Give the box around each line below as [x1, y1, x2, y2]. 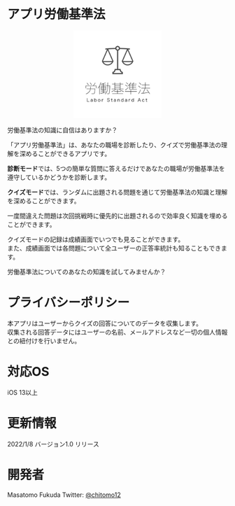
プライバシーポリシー [7, 295, 130, 311]
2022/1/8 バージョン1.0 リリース [7, 440, 99, 448]
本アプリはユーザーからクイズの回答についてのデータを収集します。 [7, 319, 203, 328]
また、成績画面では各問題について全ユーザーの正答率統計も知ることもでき [7, 244, 222, 252]
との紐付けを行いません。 [7, 337, 81, 345]
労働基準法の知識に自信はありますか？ [7, 125, 117, 134]
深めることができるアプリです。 [19, 149, 111, 157]
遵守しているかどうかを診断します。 [7, 173, 111, 181]
